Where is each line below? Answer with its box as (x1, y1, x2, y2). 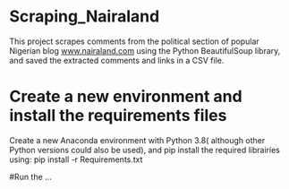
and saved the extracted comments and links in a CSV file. (9, 55, 225, 65)
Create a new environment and (9, 87, 243, 107)
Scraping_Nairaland (9, 6, 160, 27)
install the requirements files (9, 106, 227, 126)
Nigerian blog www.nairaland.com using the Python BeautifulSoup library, (9, 45, 281, 56)
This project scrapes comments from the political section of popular (9, 36, 259, 47)
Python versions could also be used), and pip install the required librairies (9, 144, 280, 155)
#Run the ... (9, 171, 52, 182)
